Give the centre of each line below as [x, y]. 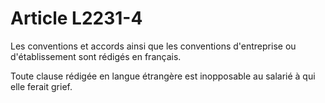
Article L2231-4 [76, 18]
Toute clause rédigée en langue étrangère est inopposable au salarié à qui [163, 76]
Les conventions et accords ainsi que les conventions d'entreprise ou [153, 46]
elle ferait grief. [41, 86]
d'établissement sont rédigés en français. [96, 56]
